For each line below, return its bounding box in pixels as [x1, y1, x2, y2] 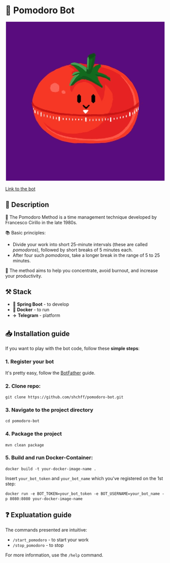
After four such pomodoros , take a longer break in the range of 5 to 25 [12, 252, 160, 258]
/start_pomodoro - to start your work [12, 537, 89, 543]
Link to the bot [5, 186, 36, 192]
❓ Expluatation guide [5, 511, 72, 519]
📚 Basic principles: [5, 229, 46, 235]
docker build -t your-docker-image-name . [5, 466, 96, 471]
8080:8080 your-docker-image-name [10, 496, 83, 501]
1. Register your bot [5, 358, 54, 365]
